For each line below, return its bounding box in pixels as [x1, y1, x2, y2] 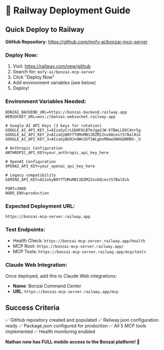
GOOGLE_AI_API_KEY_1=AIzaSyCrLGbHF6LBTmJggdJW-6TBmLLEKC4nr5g [5, 127, 141, 133]
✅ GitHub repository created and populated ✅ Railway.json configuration [5, 317, 159, 323]
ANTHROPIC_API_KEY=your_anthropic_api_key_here [5, 150, 109, 155]
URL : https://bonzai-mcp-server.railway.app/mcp [12, 288, 119, 294]
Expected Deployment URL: [5, 202, 75, 210]
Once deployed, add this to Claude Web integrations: [5, 273, 117, 279]
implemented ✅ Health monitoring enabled [5, 328, 96, 335]
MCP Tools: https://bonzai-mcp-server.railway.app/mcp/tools [12, 249, 147, 255]
